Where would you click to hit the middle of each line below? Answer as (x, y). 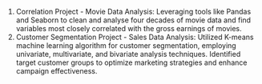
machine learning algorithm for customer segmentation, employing (126, 46)
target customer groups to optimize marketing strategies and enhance (131, 62)
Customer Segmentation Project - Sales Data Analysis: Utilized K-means (135, 37)
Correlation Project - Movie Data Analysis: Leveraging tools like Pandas (133, 12)
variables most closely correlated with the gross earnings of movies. (129, 28)
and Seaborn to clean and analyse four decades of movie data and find (133, 20)
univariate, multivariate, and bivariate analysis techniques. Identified (128, 54)
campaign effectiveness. (56, 71)
